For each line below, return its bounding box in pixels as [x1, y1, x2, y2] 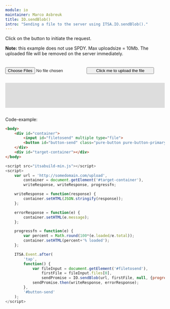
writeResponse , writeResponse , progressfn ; [23, 182, 116, 187]
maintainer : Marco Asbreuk [5, 12, 62, 17]
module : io [5, 7, 28, 13]
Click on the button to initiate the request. [5, 35, 92, 42]
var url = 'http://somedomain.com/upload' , [14, 173, 108, 178]
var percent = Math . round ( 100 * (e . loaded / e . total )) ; [23, 234, 135, 239]
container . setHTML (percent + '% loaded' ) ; [23, 238, 110, 243]
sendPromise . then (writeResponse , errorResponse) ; [32, 280, 139, 285]
